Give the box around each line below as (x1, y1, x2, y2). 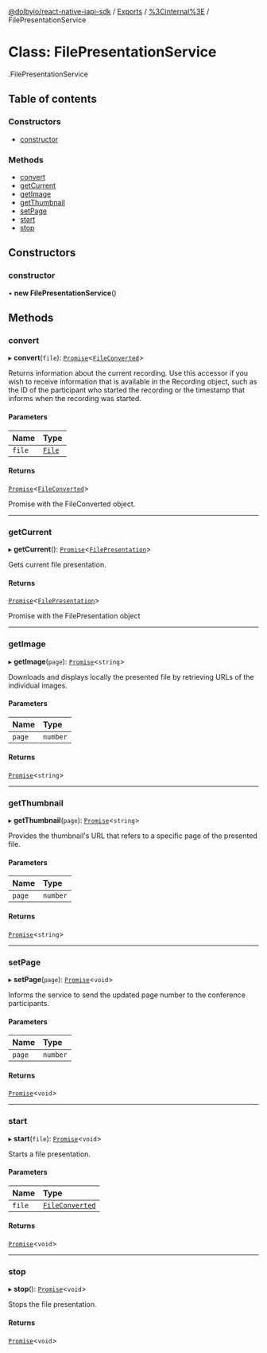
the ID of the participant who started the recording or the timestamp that (8, 385, 245, 395)
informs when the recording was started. (8, 394, 141, 404)
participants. (8, 998, 50, 1008)
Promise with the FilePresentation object (8, 611, 141, 621)
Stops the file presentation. (8, 1300, 97, 1309)
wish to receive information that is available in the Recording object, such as (8, 377, 257, 387)
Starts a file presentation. (8, 1149, 91, 1159)
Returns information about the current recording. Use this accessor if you (8, 368, 249, 378)
